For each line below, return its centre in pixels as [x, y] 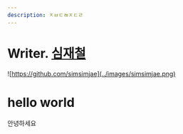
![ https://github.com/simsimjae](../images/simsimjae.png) [91, 73]
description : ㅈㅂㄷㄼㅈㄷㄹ [45, 15]
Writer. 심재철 [47, 53]
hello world [41, 102]
